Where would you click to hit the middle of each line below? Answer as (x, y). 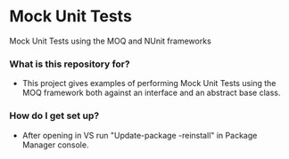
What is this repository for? (70, 64)
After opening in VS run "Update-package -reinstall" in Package (140, 135)
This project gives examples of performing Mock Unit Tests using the (149, 83)
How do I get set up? (54, 115)
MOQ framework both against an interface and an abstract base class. (151, 93)
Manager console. (55, 145)
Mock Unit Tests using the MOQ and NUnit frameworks (110, 41)
